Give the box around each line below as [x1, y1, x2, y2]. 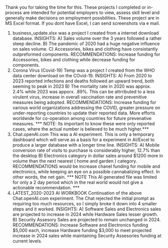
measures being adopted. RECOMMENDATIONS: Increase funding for [12, 99, 156, 105]
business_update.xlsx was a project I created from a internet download [12, 30, 159, 36]
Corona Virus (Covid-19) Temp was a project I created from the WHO [12, 67, 155, 73]
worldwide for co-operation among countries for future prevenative [12, 115, 152, 121]
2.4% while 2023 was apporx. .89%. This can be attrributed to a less [12, 89, 155, 94]
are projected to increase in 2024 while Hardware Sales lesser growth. [12, 211, 158, 217]
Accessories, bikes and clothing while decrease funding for [12, 57, 135, 62]
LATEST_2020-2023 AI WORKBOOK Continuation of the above [12, 190, 142, 196]
